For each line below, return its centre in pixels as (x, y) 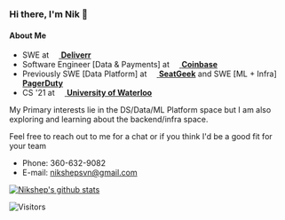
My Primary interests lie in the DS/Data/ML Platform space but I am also (140, 110)
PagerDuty (43, 83)
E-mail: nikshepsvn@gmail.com (79, 173)
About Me (28, 35)
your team (28, 146)
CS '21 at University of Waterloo (87, 93)
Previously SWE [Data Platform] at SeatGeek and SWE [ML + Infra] (149, 74)
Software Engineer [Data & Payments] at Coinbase (120, 65)
